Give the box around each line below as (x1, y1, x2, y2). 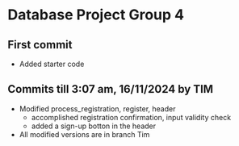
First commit (7, 38, 73, 52)
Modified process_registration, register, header (19, 103, 176, 114)
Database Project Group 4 (7, 6, 185, 24)
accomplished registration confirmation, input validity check (31, 112, 232, 122)
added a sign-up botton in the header (31, 121, 157, 131)
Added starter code (19, 59, 85, 69)
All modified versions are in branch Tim (19, 129, 150, 139)
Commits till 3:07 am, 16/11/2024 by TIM (7, 82, 214, 96)
